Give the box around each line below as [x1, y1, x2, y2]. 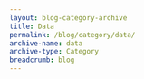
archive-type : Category [9, 47, 100, 56]
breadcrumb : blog [9, 55, 75, 64]
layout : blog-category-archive [9, 13, 128, 23]
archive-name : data [9, 38, 83, 48]
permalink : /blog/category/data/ [9, 30, 136, 39]
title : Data [9, 22, 54, 31]
